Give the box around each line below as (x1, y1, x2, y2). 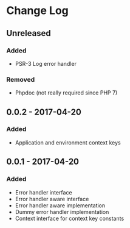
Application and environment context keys (15, 138, 121, 146)
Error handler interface (15, 188, 72, 196)
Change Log (6, 4, 69, 18)
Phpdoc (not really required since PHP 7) (15, 89, 118, 96)
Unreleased (6, 28, 52, 38)
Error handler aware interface (15, 195, 89, 202)
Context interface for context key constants (15, 215, 125, 222)
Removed (6, 75, 35, 84)
